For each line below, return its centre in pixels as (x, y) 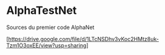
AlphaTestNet (42, 11)
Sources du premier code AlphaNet (50, 27)
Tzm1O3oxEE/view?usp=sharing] (48, 45)
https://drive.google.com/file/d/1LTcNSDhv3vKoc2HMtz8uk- (83, 39)
